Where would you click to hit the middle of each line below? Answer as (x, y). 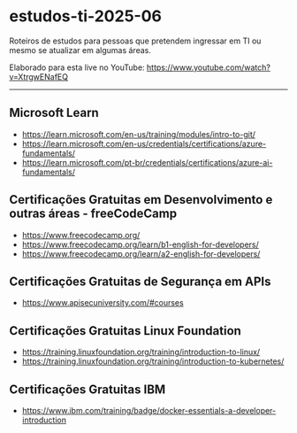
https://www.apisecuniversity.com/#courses (103, 303)
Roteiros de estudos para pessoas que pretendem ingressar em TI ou (135, 41)
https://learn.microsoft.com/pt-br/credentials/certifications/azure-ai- (147, 162)
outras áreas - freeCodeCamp (93, 214)
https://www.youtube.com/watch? (209, 67)
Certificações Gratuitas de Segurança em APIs (140, 281)
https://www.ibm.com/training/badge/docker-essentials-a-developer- (149, 410)
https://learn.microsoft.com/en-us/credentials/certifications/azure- (144, 143)
